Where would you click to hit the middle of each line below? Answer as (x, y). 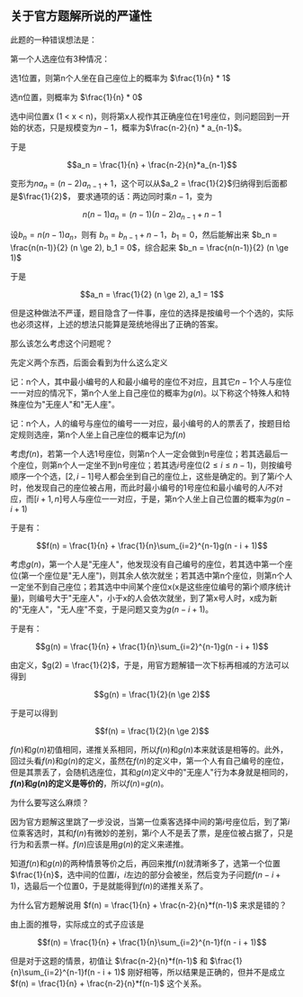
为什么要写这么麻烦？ (49, 803)
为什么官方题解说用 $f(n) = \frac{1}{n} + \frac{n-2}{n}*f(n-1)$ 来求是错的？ (149, 905)
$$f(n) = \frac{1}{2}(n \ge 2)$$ (152, 731)
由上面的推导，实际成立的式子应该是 (77, 924)
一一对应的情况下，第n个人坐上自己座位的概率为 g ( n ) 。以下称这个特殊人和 (146, 393)
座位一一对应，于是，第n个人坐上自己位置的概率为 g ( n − (188, 499)
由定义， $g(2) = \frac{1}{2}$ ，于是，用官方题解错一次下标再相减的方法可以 (150, 665)
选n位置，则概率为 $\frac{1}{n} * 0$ (76, 96)
